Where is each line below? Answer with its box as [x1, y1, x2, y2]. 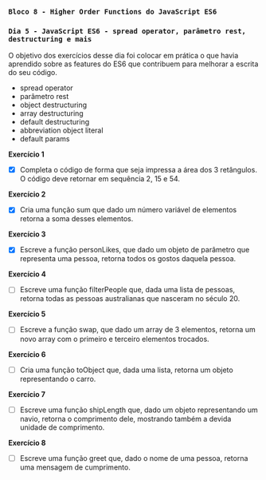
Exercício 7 [8, 389, 46, 399]
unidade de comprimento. [19, 422, 105, 432]
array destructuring [19, 109, 84, 118]
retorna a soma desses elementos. [19, 214, 134, 224]
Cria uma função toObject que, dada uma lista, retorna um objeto [19, 365, 233, 375]
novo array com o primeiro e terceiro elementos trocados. [19, 334, 209, 343]
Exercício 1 [8, 149, 45, 159]
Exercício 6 [8, 349, 46, 359]
